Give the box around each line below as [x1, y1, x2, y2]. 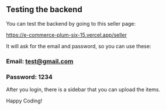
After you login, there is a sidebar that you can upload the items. [6, 86, 161, 93]
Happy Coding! [6, 97, 43, 104]
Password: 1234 [6, 73, 53, 81]
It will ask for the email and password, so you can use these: [6, 42, 151, 49]
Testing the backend [6, 5, 83, 15]
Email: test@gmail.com [6, 57, 74, 65]
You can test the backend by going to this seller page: [6, 20, 136, 27]
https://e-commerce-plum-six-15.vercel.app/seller [6, 31, 127, 38]
